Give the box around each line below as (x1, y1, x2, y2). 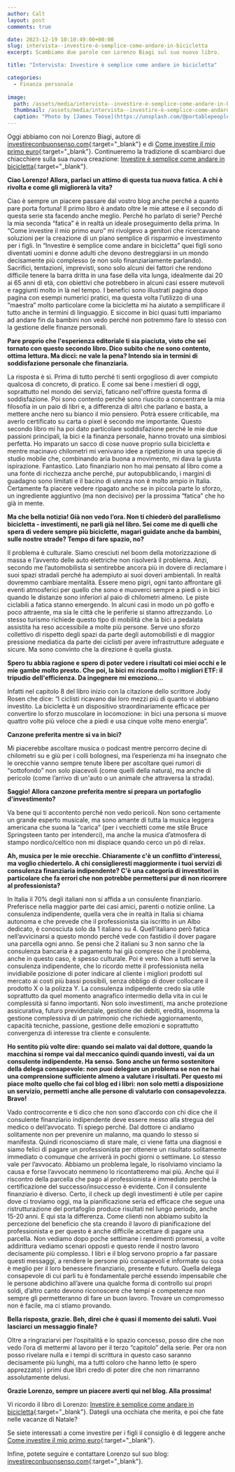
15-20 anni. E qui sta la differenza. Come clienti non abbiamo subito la (7, 1212, 208, 1220)
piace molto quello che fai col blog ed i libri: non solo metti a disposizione (7, 1079, 224, 1088)
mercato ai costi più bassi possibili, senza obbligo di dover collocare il (7, 977, 208, 985)
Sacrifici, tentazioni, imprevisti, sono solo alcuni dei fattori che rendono (7, 264, 212, 272)
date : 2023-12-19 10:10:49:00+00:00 (7, 36, 114, 43)
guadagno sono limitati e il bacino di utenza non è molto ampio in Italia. (7, 477, 212, 485)
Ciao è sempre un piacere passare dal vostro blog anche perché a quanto (7, 197, 219, 205)
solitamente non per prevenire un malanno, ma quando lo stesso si (7, 1130, 199, 1138)
